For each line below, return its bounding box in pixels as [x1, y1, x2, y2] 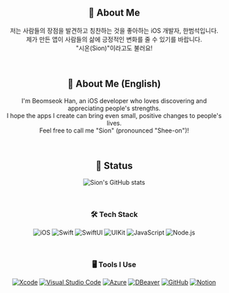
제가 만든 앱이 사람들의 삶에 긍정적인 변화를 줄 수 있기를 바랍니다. [26, 35, 203, 43]
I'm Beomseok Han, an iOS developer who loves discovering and [21, 96, 207, 105]
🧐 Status [95, 160, 133, 172]
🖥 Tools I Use [92, 260, 136, 269]
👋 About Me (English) [67, 78, 161, 90]
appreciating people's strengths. [68, 104, 161, 112]
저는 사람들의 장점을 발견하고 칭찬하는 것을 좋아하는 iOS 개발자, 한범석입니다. [10, 26, 219, 35]
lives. [106, 119, 122, 127]
